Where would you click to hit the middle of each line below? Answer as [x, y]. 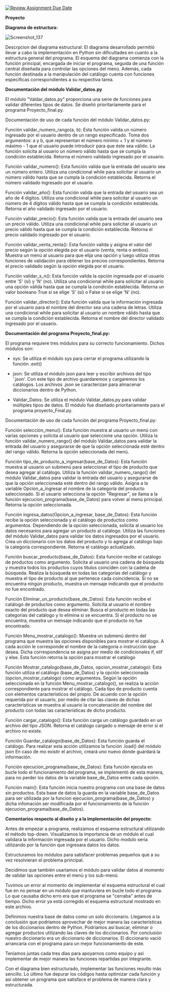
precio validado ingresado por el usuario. [48, 235]
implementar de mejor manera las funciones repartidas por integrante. [79, 959]
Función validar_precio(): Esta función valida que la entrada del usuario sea [84, 219]
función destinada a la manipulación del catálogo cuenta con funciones [80, 74]
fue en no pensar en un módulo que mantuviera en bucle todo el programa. [84, 890]
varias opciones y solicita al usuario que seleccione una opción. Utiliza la [81, 436]
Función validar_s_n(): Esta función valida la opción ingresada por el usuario [85, 276]
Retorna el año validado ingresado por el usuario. [57, 209]
